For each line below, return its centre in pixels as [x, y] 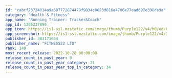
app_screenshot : [23, 34]
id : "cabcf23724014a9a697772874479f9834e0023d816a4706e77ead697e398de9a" [86, 10]
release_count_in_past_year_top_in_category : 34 [58, 67]
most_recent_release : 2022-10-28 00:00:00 [51, 53]
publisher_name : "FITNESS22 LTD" [41, 44]
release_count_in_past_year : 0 [39, 58]
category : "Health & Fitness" [38, 15]
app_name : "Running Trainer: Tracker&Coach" [53, 19]
